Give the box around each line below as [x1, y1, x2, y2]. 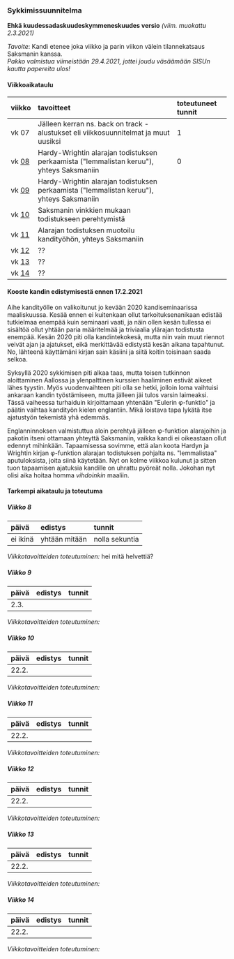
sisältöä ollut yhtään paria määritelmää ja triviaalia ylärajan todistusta [7, 325, 204, 334]
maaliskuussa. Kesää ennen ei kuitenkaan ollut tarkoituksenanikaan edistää [7, 310, 223, 319]
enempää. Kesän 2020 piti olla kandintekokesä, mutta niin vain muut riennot [7, 332, 225, 341]
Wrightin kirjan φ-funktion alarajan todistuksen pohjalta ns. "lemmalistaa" [7, 449, 217, 457]
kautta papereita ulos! [7, 65, 71, 73]
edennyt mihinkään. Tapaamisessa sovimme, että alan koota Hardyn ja [7, 441, 209, 449]
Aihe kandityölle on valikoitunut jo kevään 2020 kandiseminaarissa [7, 303, 198, 311]
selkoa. [7, 355, 28, 363]
